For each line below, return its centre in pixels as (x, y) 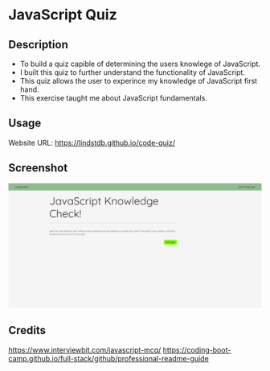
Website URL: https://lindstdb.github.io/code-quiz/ (92, 142)
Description (38, 45)
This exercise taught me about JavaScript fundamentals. (113, 98)
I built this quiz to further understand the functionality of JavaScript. (132, 72)
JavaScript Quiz (63, 15)
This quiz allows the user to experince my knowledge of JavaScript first (139, 81)
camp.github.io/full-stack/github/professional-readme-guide (108, 358)
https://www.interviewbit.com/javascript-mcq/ (85, 350)
